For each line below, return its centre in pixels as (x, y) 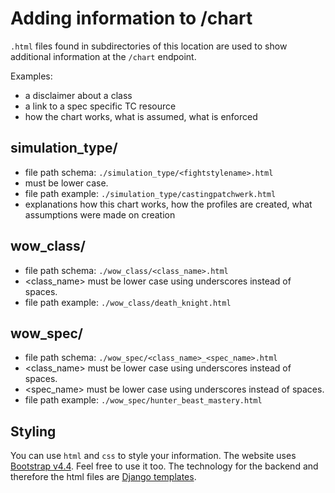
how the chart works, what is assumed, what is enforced (141, 116)
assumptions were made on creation (100, 214)
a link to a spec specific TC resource (100, 106)
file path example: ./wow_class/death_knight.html (128, 302)
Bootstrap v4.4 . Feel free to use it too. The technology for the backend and (164, 466)
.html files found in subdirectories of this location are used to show (149, 46)
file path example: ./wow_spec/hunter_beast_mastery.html (143, 400)
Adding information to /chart (131, 18)
